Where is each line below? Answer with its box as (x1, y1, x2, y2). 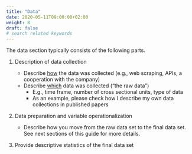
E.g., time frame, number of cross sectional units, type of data (32, 89, 183, 96)
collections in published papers (32, 101, 109, 108)
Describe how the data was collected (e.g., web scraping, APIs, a (23, 70, 182, 77)
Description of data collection (14, 58, 87, 65)
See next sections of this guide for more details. (23, 130, 141, 137)
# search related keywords (6, 31, 73, 37)
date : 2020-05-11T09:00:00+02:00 (6, 14, 89, 20)
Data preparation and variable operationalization (14, 113, 133, 120)
